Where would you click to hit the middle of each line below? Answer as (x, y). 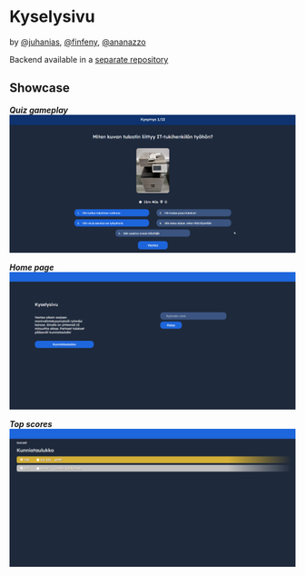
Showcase (40, 88)
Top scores (31, 423)
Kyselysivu (52, 17)
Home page (32, 267)
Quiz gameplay (39, 110)
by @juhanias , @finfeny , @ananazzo (78, 42)
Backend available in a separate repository (89, 59)
